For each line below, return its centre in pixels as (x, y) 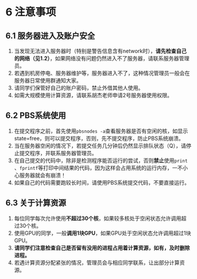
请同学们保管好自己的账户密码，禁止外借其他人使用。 (79, 88)
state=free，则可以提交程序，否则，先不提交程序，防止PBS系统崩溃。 (99, 138)
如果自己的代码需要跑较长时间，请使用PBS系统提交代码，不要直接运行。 (102, 182)
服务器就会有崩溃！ (42, 175)
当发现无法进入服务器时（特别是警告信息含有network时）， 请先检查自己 (100, 51)
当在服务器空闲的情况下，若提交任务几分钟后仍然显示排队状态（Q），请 (100, 146)
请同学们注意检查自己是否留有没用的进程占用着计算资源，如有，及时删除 (102, 248)
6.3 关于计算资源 (36, 203)
